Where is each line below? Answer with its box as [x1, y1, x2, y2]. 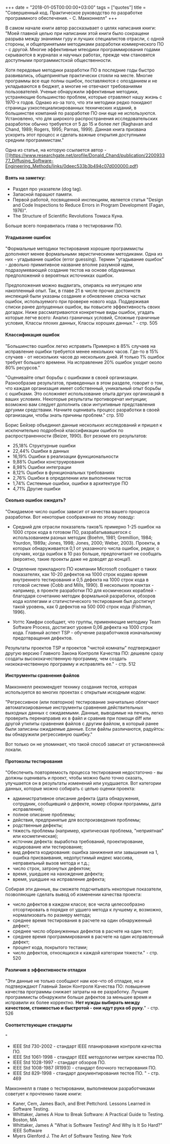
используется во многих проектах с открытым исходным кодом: [5, 689, 146, 695]
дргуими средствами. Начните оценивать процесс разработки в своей [5, 407, 160, 413]
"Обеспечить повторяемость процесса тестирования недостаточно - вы [5, 769, 163, 775]
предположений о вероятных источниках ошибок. [5, 272, 114, 278]
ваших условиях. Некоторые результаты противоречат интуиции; [5, 396, 148, 402]
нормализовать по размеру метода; [12, 912, 91, 918]
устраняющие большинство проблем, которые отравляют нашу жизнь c [5, 94, 162, 100]
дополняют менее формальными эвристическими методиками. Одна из [5, 251, 163, 257]
